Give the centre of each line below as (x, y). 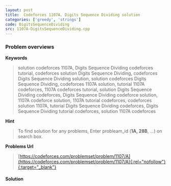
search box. (30, 136)
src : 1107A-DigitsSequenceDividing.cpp (48, 29)
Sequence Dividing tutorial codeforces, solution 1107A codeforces (87, 111)
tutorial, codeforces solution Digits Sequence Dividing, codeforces (88, 73)
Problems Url (19, 147)
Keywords (16, 58)
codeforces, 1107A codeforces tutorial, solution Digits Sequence (85, 89)
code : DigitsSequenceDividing (38, 24)
